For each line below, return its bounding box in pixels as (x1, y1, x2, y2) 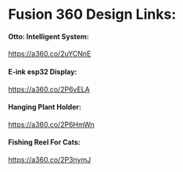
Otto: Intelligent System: (8, 31, 90, 41)
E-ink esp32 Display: (8, 66, 77, 76)
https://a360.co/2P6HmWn (8, 120, 95, 129)
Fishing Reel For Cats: (8, 138, 81, 147)
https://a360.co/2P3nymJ (8, 155, 91, 164)
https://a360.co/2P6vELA (8, 84, 90, 94)
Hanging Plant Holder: (8, 102, 82, 112)
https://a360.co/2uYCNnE (8, 49, 91, 59)
